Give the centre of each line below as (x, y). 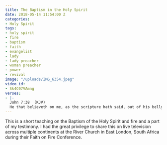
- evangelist (19, 51)
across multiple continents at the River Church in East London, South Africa (82, 132)
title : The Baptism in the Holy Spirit (46, 10)
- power (13, 70)
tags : (11, 28)
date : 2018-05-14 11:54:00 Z (35, 14)
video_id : (15, 84)
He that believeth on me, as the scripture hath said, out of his (80, 107)
